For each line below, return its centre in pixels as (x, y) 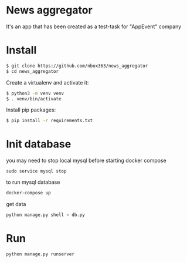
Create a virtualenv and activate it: (47, 82)
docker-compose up (28, 193)
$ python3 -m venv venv (35, 93)
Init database (39, 144)
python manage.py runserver (40, 254)
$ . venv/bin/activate (34, 99)
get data (16, 204)
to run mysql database (33, 182)
